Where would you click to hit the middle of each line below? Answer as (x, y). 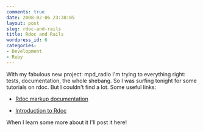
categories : (21, 46)
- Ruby (15, 57)
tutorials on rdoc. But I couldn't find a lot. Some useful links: (81, 87)
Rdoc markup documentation (52, 99)
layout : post (23, 23)
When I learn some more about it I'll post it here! (66, 122)
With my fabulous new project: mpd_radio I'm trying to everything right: (96, 74)
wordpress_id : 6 (27, 40)
